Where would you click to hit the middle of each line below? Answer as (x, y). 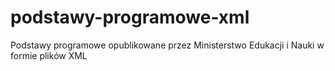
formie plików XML (49, 55)
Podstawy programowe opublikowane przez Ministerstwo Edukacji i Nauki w (167, 45)
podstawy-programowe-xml (130, 17)
